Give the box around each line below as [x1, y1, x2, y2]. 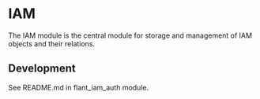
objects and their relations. [8, 38, 96, 48]
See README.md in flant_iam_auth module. [8, 82, 149, 92]
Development [8, 62, 77, 75]
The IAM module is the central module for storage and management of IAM [8, 31, 253, 40]
